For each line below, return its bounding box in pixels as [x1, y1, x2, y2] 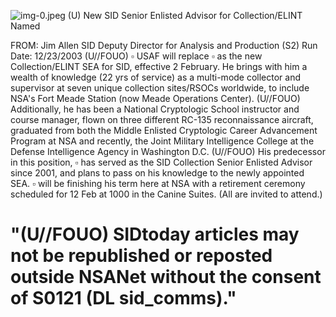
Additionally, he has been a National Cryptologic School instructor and [10, 103, 300, 115]
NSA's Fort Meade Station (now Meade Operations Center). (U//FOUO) [10, 93, 301, 104]
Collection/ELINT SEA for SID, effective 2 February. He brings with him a [10, 61, 308, 72]
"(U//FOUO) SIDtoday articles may [10, 223, 300, 246]
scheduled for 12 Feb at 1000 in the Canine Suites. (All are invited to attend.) [10, 188, 323, 200]
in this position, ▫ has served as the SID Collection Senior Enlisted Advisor [10, 156, 313, 168]
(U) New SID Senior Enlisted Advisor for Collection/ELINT [67, 10, 303, 21]
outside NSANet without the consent [10, 266, 322, 289]
